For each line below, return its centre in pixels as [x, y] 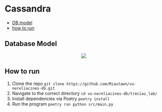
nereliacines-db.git [33, 88]
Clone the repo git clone [38, 83]
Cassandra [28, 9]
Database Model [31, 44]
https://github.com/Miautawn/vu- [101, 84]
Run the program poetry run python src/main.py [62, 104]
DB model [22, 23]
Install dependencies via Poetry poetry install [61, 98]
